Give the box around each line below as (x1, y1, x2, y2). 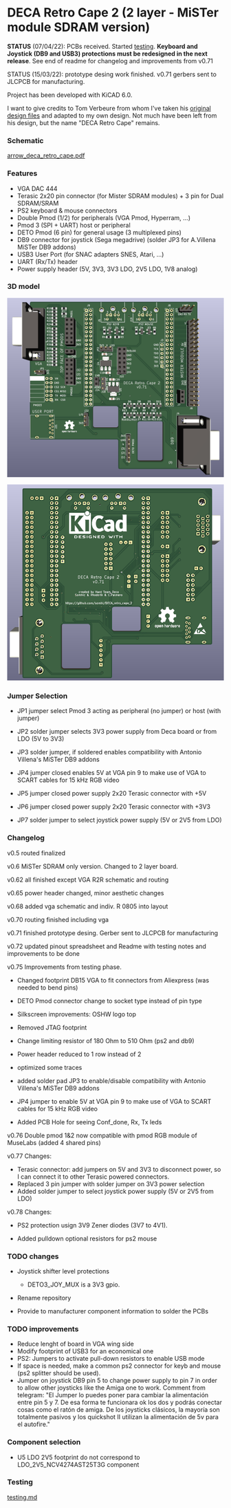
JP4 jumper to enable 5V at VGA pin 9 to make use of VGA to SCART (16, 1097, 212, 1105)
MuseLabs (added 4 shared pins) (7, 1138, 101, 1146)
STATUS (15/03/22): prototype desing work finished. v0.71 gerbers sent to (7, 70, 217, 78)
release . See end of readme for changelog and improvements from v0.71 (7, 56, 213, 65)
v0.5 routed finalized (7, 849, 65, 857)
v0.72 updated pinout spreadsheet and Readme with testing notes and (7, 942, 206, 950)
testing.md (7, 1493, 38, 1501)
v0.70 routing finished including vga (7, 915, 109, 924)
